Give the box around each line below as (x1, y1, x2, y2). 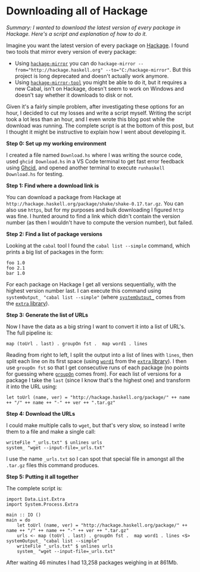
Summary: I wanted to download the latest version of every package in (6, 24, 180, 31)
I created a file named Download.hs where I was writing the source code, (6, 151, 183, 159)
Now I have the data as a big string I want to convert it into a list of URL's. (6, 323, 186, 330)
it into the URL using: (6, 383, 58, 390)
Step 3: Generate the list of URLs (6, 311, 88, 319)
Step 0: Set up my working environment (6, 140, 107, 147)
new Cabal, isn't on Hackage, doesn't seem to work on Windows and (14, 85, 185, 92)
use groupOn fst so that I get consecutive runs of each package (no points (6, 364, 189, 371)
